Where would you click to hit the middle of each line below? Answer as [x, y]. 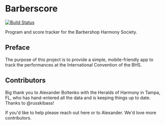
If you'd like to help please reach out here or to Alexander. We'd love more [81, 113]
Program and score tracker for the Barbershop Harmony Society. [71, 32]
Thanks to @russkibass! [30, 103]
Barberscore [31, 9]
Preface [18, 48]
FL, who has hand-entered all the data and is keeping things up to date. [78, 98]
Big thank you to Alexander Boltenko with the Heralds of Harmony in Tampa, [83, 92]
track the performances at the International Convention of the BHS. [74, 64]
